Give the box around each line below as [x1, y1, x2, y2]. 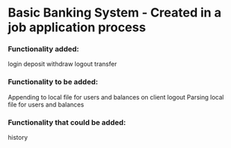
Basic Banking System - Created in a [8, 5, 221, 21]
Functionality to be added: [8, 77, 99, 87]
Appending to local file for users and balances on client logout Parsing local [8, 93, 224, 101]
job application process [8, 19, 146, 35]
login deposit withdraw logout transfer [8, 60, 117, 68]
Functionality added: [8, 44, 79, 54]
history [8, 133, 28, 142]
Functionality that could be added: [8, 118, 126, 127]
